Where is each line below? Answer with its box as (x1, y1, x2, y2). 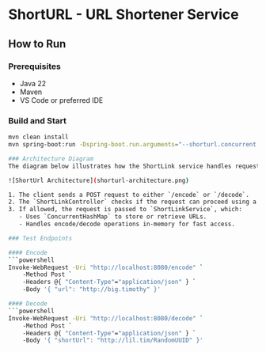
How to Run (8, 37, 66, 51)
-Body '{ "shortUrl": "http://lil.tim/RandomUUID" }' (22, 336, 203, 345)
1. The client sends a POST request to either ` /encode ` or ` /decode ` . (8, 191, 249, 199)
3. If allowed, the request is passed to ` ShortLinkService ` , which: (8, 206, 243, 214)
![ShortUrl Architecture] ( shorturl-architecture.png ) (8, 176, 190, 184)
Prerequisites (8, 61, 61, 72)
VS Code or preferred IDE (19, 95, 104, 104)
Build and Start (8, 115, 67, 126)
